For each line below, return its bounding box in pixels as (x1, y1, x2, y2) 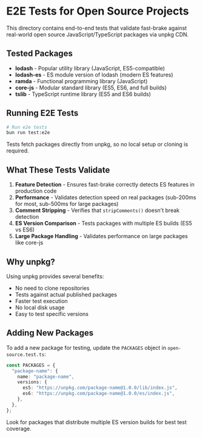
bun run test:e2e (6, 129, 50, 136)
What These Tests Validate (6, 165, 110, 175)
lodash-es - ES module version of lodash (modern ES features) (15, 71, 173, 78)
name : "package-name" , (17, 374, 75, 380)
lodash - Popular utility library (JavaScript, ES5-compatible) (15, 64, 165, 72)
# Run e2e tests (6, 124, 47, 130)
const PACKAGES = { (6, 362, 56, 368)
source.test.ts (6, 351, 45, 358)
